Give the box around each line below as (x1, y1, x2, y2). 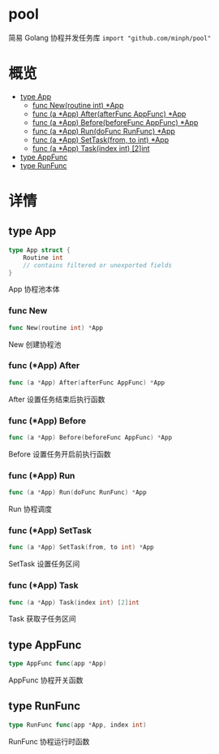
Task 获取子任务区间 (8, 614, 76, 624)
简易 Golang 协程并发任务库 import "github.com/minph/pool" (8, 32, 212, 42)
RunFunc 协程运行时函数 (8, 736, 90, 746)
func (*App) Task (8, 580, 79, 591)
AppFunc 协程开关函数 (8, 675, 84, 685)
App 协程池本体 (8, 284, 60, 294)
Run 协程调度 (8, 505, 53, 514)
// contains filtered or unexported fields (23, 261, 173, 269)
